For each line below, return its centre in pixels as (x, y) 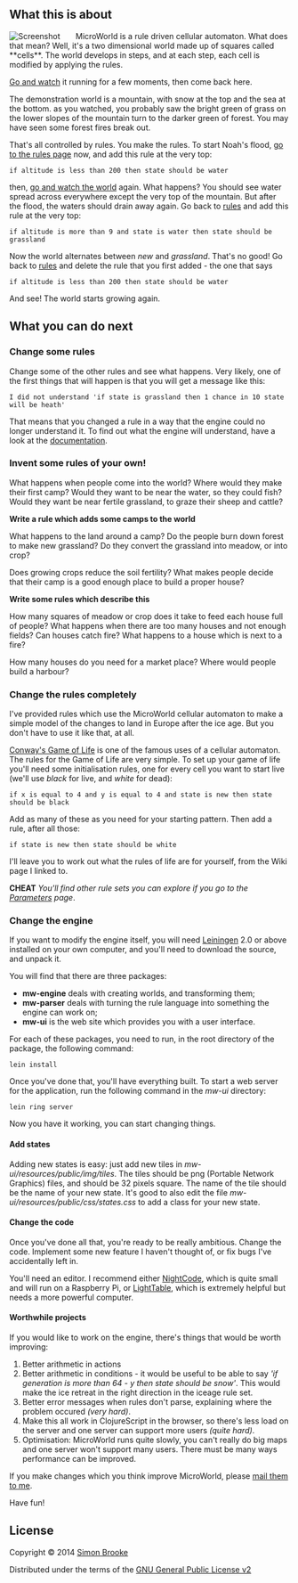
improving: (29, 1347)
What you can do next (71, 326)
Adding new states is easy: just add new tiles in (96, 1164)
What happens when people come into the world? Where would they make (146, 482)
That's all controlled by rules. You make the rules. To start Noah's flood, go (146, 144)
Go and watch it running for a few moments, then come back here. (131, 82)
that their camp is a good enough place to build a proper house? (127, 582)
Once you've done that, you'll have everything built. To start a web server (144, 1081)
